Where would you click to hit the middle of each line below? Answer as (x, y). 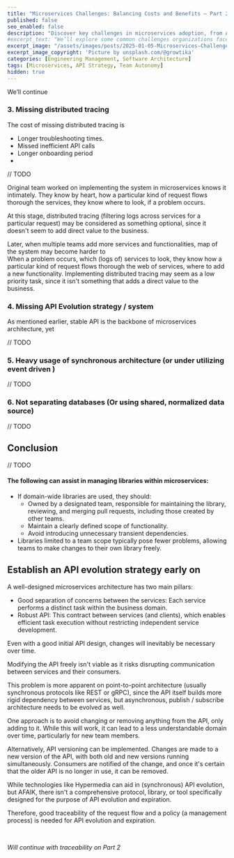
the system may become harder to (56, 251)
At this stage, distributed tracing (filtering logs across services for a (104, 216)
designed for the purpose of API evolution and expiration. (89, 799)
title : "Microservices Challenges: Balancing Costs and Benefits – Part (115, 14)
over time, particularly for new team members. (74, 736)
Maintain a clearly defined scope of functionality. (98, 525)
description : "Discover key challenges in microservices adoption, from (115, 33)
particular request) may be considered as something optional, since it (107, 223)
